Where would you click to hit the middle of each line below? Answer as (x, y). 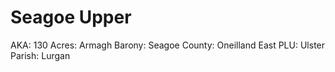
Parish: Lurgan (40, 55)
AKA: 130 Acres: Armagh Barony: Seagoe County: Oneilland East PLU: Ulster (168, 45)
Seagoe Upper (71, 17)
